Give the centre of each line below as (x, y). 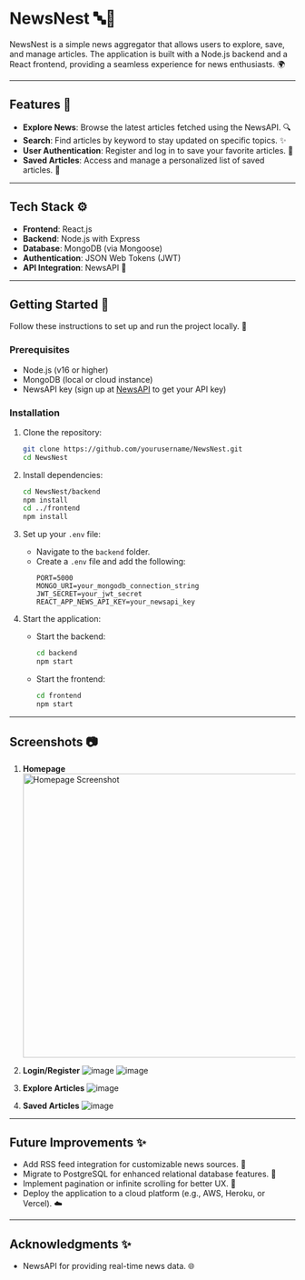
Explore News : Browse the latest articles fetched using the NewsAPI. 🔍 (157, 127)
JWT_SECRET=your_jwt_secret (89, 595)
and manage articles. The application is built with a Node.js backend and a (148, 54)
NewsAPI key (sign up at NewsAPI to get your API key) (124, 389)
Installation (35, 413)
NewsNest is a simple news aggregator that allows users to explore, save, (148, 44)
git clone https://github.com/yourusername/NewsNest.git (133, 449)
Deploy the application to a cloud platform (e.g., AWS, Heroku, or (144, 1194)
